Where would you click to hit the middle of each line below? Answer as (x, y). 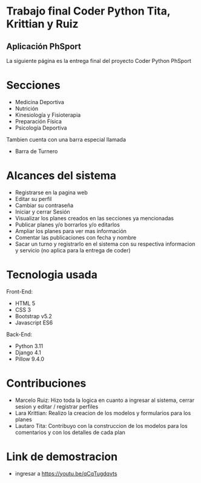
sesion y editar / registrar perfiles (57, 406)
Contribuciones (46, 383)
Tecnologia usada (52, 275)
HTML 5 (25, 303)
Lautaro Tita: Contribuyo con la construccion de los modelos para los (101, 425)
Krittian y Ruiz (42, 24)
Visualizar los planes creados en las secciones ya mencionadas (94, 218)
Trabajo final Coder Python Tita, (88, 11)
